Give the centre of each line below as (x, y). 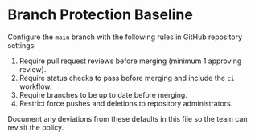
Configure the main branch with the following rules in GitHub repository (125, 37)
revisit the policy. (36, 127)
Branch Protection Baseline (101, 15)
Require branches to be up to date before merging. (103, 94)
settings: (22, 45)
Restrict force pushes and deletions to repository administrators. (126, 103)
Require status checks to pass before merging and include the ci (127, 78)
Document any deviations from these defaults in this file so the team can (127, 118)
